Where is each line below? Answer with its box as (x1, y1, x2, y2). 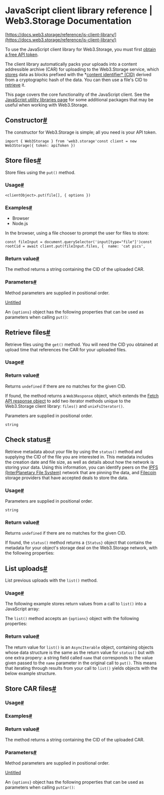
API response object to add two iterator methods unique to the (5, 398, 131, 404)
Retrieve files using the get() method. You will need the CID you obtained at (5, 341, 158, 347)
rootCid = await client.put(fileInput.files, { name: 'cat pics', (5, 244, 146, 249)
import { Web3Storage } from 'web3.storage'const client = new (5, 139, 137, 143)
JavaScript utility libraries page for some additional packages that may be (5, 96, 154, 103)
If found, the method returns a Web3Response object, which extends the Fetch (5, 393, 159, 398)
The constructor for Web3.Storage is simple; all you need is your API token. (5, 129, 157, 135)
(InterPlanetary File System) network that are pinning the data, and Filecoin (5, 469, 157, 475)
